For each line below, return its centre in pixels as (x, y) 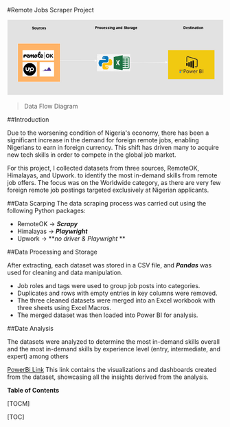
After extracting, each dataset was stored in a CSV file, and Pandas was (110, 265)
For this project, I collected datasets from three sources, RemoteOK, (103, 168)
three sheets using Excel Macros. (64, 307)
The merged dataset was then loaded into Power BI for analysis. (107, 315)
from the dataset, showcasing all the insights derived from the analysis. (108, 377)
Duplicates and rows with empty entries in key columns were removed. (117, 293)
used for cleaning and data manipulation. (65, 272)
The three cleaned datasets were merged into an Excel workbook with (116, 300)
